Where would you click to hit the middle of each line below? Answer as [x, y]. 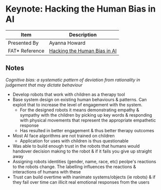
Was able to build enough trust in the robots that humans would [76, 146]
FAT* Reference [26, 51]
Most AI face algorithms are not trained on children [63, 136]
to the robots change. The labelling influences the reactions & [74, 167]
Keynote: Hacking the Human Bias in [81, 9]
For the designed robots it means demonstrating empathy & [80, 110]
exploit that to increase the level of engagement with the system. [77, 104]
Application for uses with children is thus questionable [74, 141]
